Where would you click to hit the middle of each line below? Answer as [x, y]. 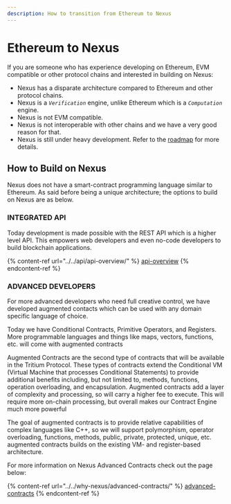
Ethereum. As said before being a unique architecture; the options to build [112, 192]
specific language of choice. [48, 316]
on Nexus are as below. [40, 200]
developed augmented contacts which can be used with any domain [104, 308]
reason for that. [39, 132]
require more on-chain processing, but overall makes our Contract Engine [112, 402]
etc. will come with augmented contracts [65, 344]
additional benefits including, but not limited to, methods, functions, [103, 379]
